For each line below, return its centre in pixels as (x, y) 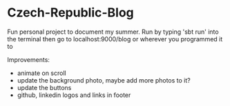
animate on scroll (42, 73)
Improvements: (29, 59)
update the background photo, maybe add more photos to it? (104, 80)
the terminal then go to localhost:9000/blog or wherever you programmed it (115, 39)
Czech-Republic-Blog (71, 13)
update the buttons (44, 87)
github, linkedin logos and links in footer (74, 95)
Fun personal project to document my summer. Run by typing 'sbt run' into (113, 32)
